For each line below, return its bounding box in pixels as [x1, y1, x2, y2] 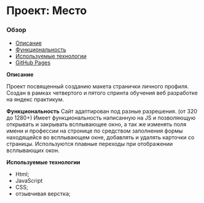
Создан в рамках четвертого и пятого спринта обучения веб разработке [6, 90, 198, 97]
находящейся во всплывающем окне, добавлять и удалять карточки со [6, 134, 195, 141]
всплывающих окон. [6, 147, 60, 154]
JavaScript [15, 177, 43, 185]
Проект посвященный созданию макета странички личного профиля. [6, 83, 189, 90]
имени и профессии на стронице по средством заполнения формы [6, 127, 183, 135]
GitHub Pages [15, 59, 51, 66]
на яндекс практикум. [6, 96, 65, 103]
